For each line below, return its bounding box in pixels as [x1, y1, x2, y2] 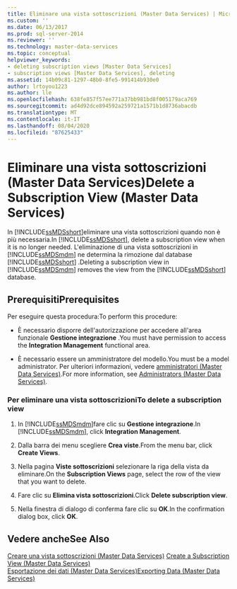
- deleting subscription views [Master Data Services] [7, 63, 172, 70]
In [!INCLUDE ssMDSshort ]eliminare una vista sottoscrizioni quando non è [7, 228, 221, 236]
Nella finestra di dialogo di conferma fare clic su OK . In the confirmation [17, 505, 225, 513]
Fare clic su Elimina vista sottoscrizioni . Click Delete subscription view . [17, 491, 228, 500]
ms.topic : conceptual [7, 50, 71, 57]
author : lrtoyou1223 [7, 83, 68, 90]
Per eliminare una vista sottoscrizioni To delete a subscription [7, 395, 222, 405]
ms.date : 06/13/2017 [7, 23, 68, 30]
